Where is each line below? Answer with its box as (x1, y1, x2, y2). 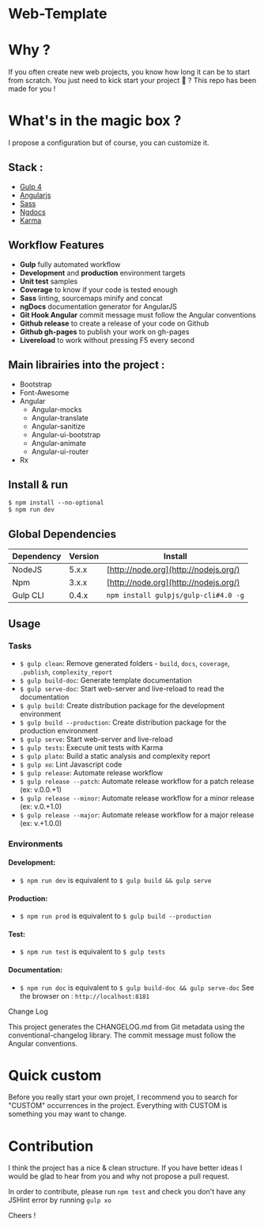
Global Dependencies (8, 527, 117, 541)
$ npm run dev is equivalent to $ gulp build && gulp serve (19, 875, 212, 885)
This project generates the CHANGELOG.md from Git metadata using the (8, 1022, 245, 1031)
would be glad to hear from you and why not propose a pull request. (8, 1171, 230, 1181)
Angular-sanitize (31, 421, 85, 431)
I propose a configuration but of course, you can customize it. (8, 138, 209, 147)
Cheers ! (8, 1211, 36, 1220)
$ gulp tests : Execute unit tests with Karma (19, 742, 164, 752)
